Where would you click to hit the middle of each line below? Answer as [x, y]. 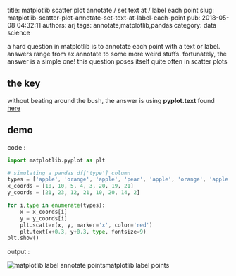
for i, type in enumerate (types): [56, 205]
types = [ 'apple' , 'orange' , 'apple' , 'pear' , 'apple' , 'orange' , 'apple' [119, 179]
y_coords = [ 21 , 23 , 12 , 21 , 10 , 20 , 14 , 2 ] [74, 193]
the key [24, 84]
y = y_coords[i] [44, 218]
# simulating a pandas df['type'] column [69, 173]
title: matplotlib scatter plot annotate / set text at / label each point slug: [111, 10]
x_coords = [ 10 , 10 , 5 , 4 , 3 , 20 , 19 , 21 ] [70, 186]
